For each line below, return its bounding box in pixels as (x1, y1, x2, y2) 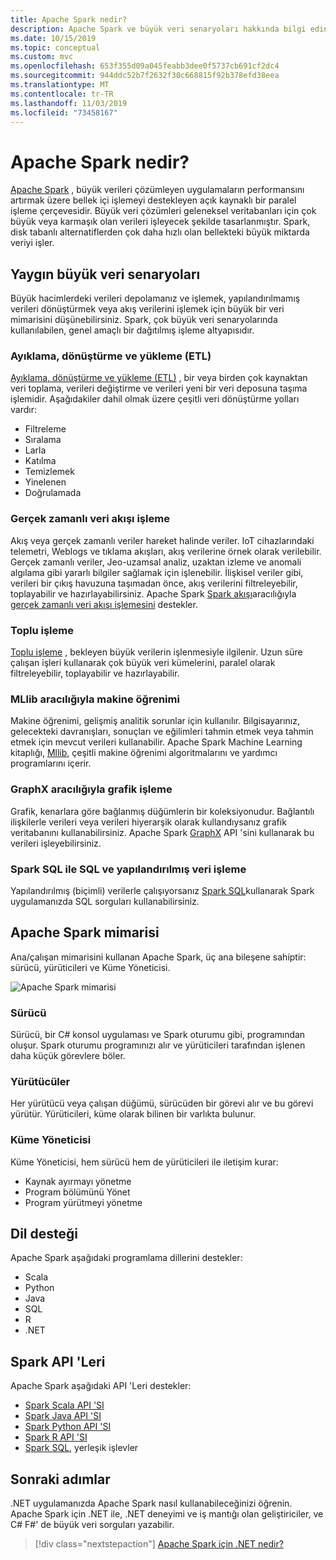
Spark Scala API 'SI (24, 1399, 105, 1411)
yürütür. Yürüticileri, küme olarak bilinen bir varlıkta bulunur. (10, 1108, 257, 1120)
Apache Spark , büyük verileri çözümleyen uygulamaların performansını (10, 184, 305, 196)
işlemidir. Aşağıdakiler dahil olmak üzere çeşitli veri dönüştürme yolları (10, 393, 300, 405)
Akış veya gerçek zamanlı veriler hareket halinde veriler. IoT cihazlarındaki (10, 534, 315, 546)
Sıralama (24, 434, 62, 446)
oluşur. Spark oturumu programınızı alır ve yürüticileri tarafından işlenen (10, 1039, 306, 1051)
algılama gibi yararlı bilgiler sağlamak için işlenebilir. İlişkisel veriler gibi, (10, 566, 304, 578)
